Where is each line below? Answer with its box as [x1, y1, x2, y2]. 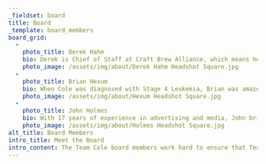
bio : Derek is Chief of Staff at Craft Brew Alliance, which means [22, 56, 249, 64]
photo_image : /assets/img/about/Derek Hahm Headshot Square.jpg [22, 63, 239, 71]
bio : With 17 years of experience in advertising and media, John [22, 114, 246, 122]
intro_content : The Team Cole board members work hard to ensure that [8, 143, 246, 151]
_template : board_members [8, 26, 93, 34]
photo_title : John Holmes [22, 107, 108, 115]
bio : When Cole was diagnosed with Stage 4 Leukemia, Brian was [22, 84, 239, 93]
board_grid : [8, 33, 47, 42]
